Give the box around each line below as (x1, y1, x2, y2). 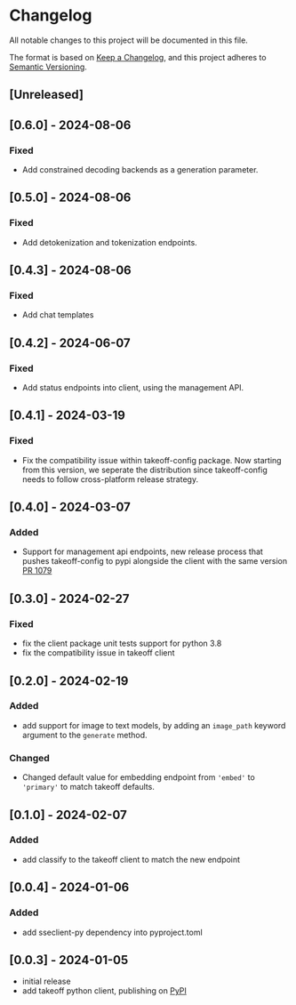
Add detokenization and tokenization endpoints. (21, 237, 197, 247)
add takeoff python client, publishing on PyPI (21, 985, 187, 996)
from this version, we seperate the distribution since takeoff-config (21, 464, 268, 475)
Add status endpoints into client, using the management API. (21, 382, 244, 393)
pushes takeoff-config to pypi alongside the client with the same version (21, 556, 288, 567)
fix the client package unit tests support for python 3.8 (21, 638, 222, 649)
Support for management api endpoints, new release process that (21, 546, 264, 557)
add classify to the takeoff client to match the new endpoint (21, 854, 241, 864)
